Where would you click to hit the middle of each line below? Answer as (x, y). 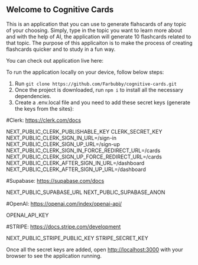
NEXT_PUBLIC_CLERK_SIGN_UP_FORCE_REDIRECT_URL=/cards (84, 157)
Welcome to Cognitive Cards (60, 10)
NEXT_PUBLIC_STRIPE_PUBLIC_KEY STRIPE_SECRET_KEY (77, 238)
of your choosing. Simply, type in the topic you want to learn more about (94, 30)
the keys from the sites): (44, 108)
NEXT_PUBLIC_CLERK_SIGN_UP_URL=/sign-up (63, 144)
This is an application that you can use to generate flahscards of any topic (96, 24)
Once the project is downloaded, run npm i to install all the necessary (99, 90)
